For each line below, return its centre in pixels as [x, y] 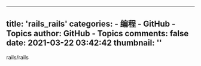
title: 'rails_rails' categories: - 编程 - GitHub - [91, 24]
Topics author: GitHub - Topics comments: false [98, 34]
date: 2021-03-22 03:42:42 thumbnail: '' [84, 43]
